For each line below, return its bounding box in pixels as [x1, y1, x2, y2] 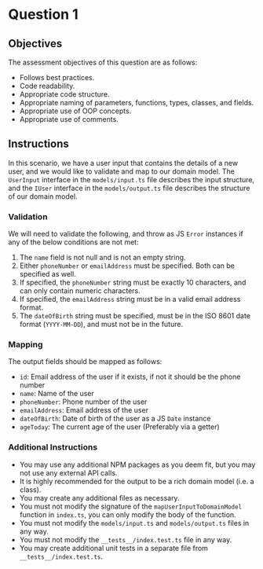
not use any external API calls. [19, 468, 118, 477]
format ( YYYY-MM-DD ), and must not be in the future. [19, 320, 183, 329]
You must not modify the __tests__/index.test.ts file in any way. [19, 534, 232, 544]
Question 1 [8, 6, 79, 24]
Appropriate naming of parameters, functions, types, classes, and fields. [19, 98, 254, 107]
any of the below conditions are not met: [8, 237, 139, 247]
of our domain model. [8, 191, 78, 201]
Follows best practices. [19, 73, 95, 82]
